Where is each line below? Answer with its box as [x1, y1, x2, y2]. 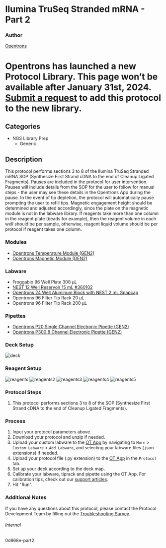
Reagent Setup [5, 365, 42, 372]
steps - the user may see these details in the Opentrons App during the [5, 190, 151, 196]
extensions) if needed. [12, 450, 59, 456]
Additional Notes [5, 494, 47, 501]
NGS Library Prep [12, 136, 49, 141]
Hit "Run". [12, 481, 33, 487]
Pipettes [5, 312, 26, 319]
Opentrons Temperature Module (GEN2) [12, 250, 94, 256]
